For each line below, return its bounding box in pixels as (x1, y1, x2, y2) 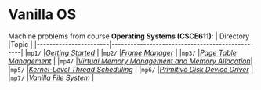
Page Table (199, 48, 237, 57)
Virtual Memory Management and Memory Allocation (78, 56, 251, 66)
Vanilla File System (28, 73, 90, 82)
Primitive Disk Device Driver (159, 64, 249, 74)
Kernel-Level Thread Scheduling (28, 64, 133, 74)
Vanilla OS (8, 5, 77, 23)
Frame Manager (121, 48, 174, 57)
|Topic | (8, 39, 33, 49)
